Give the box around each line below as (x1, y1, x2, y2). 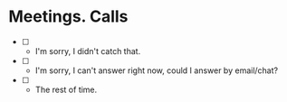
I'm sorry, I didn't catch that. (34, 45, 141, 56)
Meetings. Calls (8, 6, 129, 27)
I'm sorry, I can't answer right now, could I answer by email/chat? (34, 65, 278, 76)
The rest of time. (34, 84, 98, 95)
